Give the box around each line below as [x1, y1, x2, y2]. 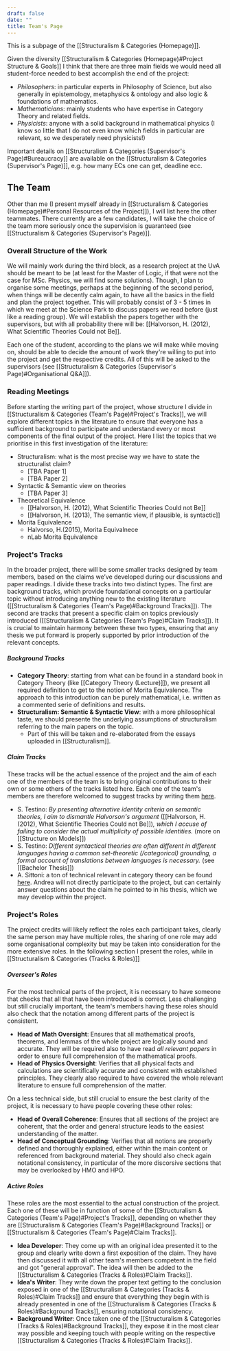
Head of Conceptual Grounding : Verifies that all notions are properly [16, 1137, 213, 1145]
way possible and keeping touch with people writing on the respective [16, 1329, 216, 1337]
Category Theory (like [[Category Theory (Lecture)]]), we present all [16, 679, 211, 687]
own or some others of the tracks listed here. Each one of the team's [7, 785, 201, 793]
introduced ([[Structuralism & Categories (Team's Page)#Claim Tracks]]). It [7, 616, 219, 625]
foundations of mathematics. [16, 97, 99, 106]
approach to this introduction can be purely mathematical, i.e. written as [16, 693, 221, 702]
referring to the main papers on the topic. [16, 722, 134, 731]
